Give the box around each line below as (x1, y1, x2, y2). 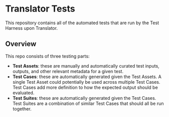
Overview (5, 40, 37, 48)
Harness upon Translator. (5, 25, 58, 31)
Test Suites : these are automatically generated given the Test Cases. (12, 95, 156, 101)
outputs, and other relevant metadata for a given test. (12, 68, 124, 74)
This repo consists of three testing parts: (5, 53, 90, 59)
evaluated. (12, 89, 35, 96)
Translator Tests (5, 3, 76, 15)
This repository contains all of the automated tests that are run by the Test (5, 20, 159, 26)
